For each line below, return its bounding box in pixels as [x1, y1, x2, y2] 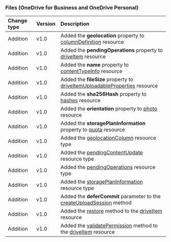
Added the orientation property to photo [60, 105, 158, 112]
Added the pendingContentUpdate [60, 149, 144, 156]
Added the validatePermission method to [60, 222, 158, 229]
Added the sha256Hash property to [60, 90, 147, 98]
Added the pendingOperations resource [60, 164, 156, 171]
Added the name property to [60, 62, 129, 69]
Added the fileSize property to [60, 76, 134, 83]
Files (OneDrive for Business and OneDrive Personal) [5, 4, 139, 11]
